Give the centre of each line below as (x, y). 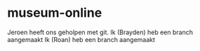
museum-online (55, 13)
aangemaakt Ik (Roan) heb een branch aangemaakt (81, 39)
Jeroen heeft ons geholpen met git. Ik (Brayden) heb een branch (100, 32)
